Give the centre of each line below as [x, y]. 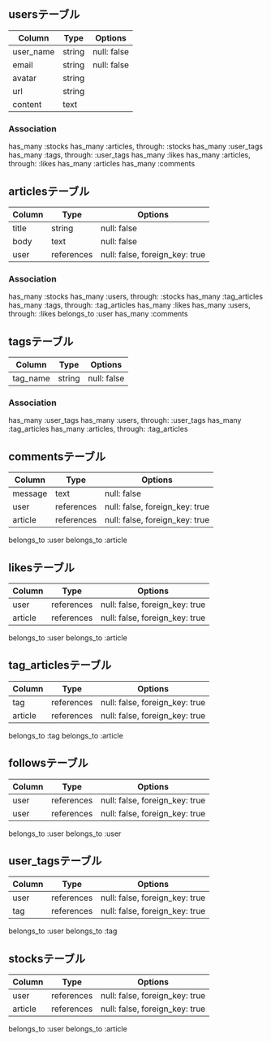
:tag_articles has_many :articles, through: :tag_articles [98, 429]
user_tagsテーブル [55, 861]
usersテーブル [44, 15]
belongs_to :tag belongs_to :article [66, 735]
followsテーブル [49, 763]
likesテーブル [42, 568]
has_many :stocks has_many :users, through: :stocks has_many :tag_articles [136, 297]
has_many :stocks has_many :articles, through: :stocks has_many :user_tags [136, 146]
